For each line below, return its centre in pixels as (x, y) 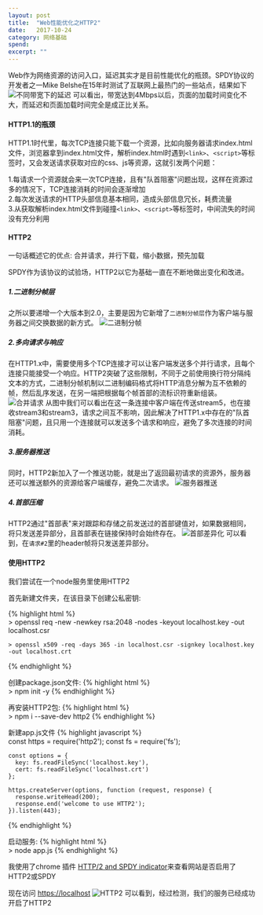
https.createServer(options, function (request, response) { (110, 790)
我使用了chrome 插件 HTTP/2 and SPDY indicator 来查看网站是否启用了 (122, 867)
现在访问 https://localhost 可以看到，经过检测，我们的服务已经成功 (132, 893)
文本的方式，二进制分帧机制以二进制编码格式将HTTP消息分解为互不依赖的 (128, 383)
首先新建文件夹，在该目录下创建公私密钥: (75, 598)
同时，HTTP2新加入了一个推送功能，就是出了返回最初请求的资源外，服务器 (130, 473)
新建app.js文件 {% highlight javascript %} (75, 733)
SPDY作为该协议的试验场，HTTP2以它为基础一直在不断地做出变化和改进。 (128, 273)
